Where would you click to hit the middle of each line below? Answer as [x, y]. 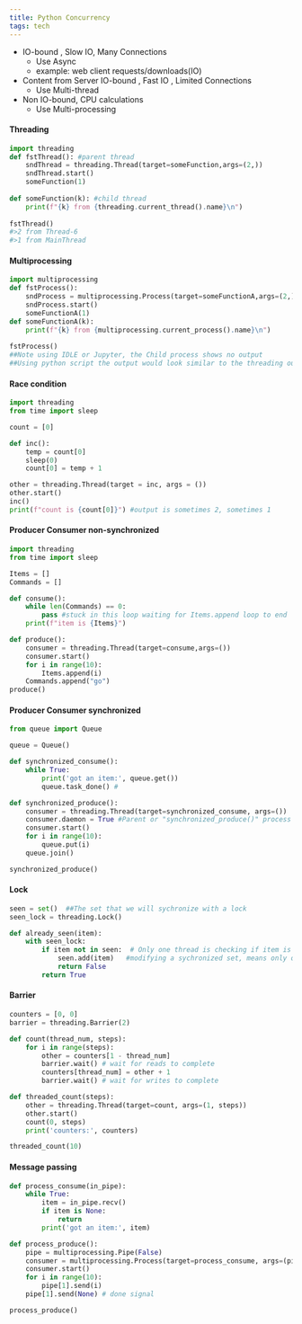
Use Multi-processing [76, 109]
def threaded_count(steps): [62, 1097]
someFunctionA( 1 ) [58, 313]
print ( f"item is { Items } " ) [76, 624]
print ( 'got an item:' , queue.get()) [110, 778]
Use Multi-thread [67, 90]
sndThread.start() [60, 173]
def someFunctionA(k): [52, 321]
